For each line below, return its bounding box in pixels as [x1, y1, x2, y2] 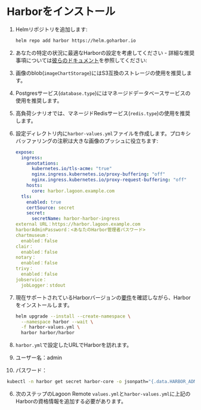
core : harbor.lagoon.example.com [31, 188, 115, 194]
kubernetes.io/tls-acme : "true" [31, 166, 112, 172]
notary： [15, 254, 36, 261]
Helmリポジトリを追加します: [15, 26, 88, 33]
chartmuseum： [15, 232, 50, 238]
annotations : [26, 160, 59, 167]
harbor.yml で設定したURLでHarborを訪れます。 [15, 341, 132, 349]
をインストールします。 [15, 301, 73, 309]
